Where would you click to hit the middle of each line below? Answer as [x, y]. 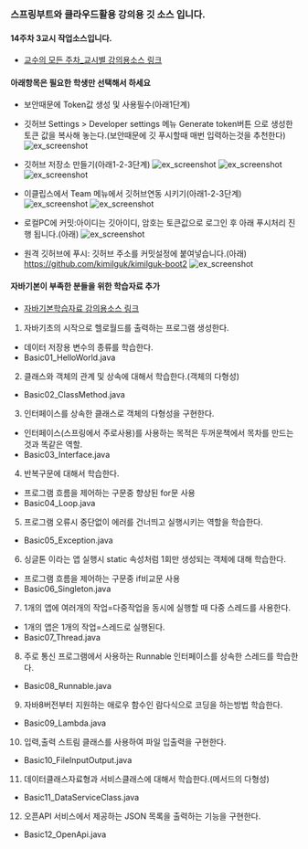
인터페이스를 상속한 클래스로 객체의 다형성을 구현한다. [119, 413]
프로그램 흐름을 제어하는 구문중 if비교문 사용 [102, 578]
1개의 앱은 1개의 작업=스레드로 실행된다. [94, 627]
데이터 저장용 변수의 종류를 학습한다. [88, 347]
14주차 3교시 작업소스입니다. [61, 37]
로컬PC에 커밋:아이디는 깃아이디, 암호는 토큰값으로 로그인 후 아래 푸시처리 [154, 223]
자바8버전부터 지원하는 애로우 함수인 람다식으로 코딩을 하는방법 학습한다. [153, 705]
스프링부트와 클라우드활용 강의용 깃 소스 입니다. [108, 14]
